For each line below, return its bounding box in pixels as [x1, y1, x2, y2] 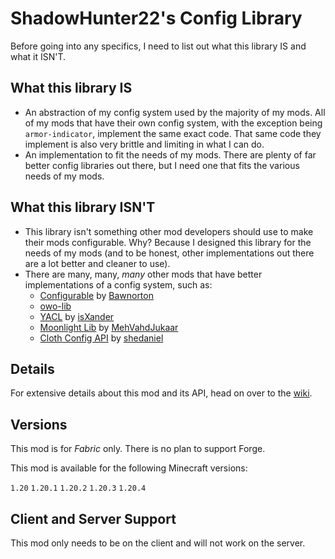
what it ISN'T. [10, 50, 67, 62]
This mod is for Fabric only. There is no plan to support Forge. [10, 443, 266, 455]
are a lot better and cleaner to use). [24, 257, 171, 269]
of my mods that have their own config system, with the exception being [24, 117, 323, 129]
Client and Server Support [10, 510, 177, 527]
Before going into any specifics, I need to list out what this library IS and [10, 40, 307, 52]
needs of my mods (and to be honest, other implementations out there [24, 247, 315, 259]
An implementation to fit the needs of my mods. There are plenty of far [24, 148, 317, 161]
